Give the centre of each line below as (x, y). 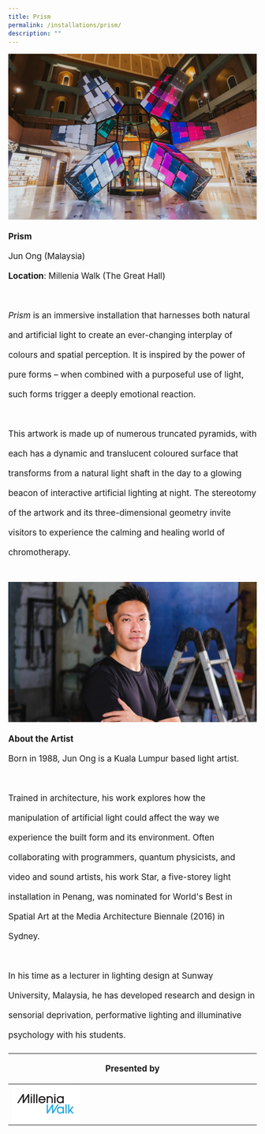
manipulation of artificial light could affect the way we (114, 817)
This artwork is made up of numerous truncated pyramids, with (132, 434)
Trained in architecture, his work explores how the (107, 798)
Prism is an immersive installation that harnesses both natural (129, 316)
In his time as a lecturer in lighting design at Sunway (111, 975)
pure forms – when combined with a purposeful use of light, (126, 375)
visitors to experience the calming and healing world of (117, 533)
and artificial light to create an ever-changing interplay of (120, 336)
